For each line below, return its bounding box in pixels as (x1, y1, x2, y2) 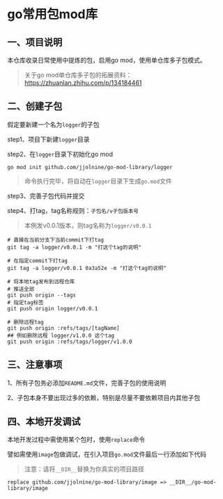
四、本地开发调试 (7, 415, 81, 428)
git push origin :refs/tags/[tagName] (7, 324, 120, 331)
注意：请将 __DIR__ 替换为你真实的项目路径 (24, 465, 144, 473)
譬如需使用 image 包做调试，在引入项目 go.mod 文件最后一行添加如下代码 (7, 450, 207, 459)
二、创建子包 (7, 100, 63, 112)
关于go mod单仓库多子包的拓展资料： (24, 71, 132, 79)
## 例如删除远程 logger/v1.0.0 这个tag (7, 332, 115, 339)
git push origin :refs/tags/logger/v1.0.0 (7, 338, 132, 345)
